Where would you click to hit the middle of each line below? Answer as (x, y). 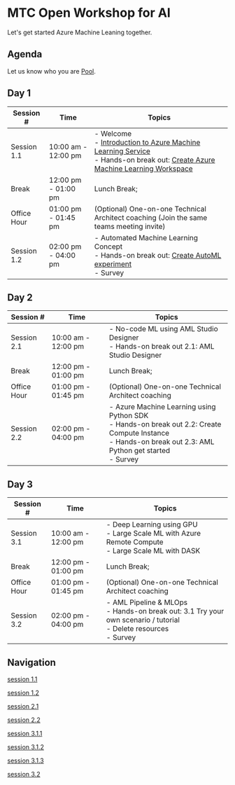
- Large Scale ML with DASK (153, 551)
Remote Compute (135, 542)
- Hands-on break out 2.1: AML (162, 347)
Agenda (25, 54)
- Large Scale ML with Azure (154, 534)
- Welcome (113, 133)
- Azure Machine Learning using (162, 407)
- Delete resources (137, 629)
